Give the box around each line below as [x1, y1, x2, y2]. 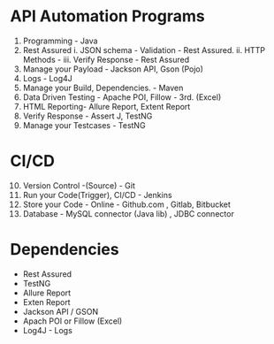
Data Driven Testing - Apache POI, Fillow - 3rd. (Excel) [22, 91, 222, 103]
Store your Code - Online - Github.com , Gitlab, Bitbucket [22, 199, 231, 210]
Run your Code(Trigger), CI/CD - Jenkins [22, 189, 172, 200]
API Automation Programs [10, 6, 206, 27]
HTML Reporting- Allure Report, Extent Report [22, 101, 191, 111]
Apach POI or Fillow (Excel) [22, 316, 123, 326]
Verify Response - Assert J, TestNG [22, 111, 153, 121]
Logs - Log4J [22, 73, 73, 83]
